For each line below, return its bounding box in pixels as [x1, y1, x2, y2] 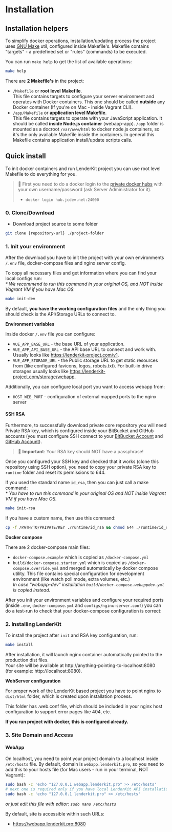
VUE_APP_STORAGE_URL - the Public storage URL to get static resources [12, 357, 158, 363]
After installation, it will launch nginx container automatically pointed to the [5, 652, 163, 658]
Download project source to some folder [12, 220, 98, 227]
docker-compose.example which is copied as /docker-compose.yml [12, 554, 149, 560]
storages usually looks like [12, 368, 69, 375]
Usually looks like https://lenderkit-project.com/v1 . [12, 352, 119, 358]
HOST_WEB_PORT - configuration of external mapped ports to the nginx [12, 394, 157, 400]
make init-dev [5, 297, 36, 302]
